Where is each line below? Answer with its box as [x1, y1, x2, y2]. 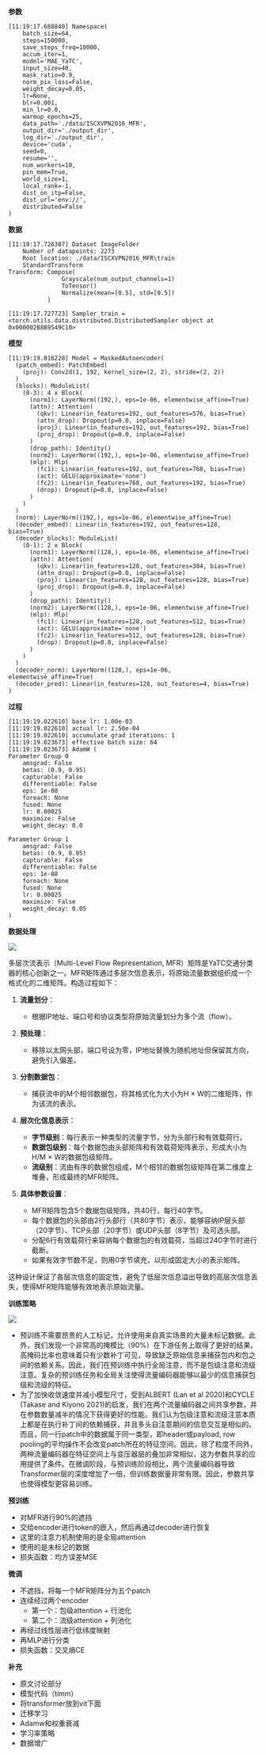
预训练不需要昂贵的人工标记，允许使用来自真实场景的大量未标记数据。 [19, 1331, 249, 1340]
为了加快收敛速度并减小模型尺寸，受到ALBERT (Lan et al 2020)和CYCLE [19, 1390, 255, 1399]
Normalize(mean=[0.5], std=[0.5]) [61, 289, 176, 297]
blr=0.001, [22, 99, 59, 107]
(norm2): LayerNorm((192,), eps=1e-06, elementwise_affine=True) [28, 451, 249, 459]
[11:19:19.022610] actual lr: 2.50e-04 [8, 725, 140, 733]
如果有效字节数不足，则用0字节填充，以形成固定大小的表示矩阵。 [31, 1255, 245, 1265]
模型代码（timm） [19, 1689, 78, 1698]
